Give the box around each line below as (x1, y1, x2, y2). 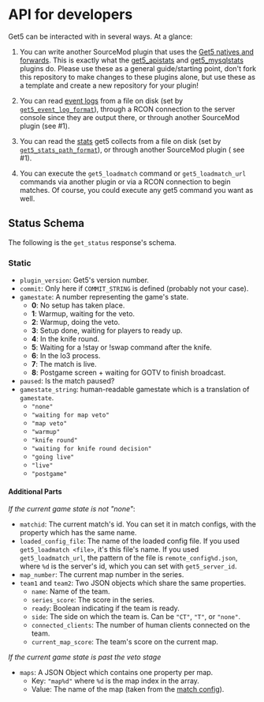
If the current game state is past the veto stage (8, 652, 162, 662)
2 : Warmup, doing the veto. (31, 318, 121, 327)
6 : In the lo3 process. (31, 351, 101, 360)
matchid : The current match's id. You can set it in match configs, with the (19, 519, 256, 529)
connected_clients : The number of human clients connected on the (31, 621, 251, 630)
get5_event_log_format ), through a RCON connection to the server (19, 104, 236, 114)
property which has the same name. (19, 528, 137, 538)
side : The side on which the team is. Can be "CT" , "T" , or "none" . (31, 612, 241, 621)
